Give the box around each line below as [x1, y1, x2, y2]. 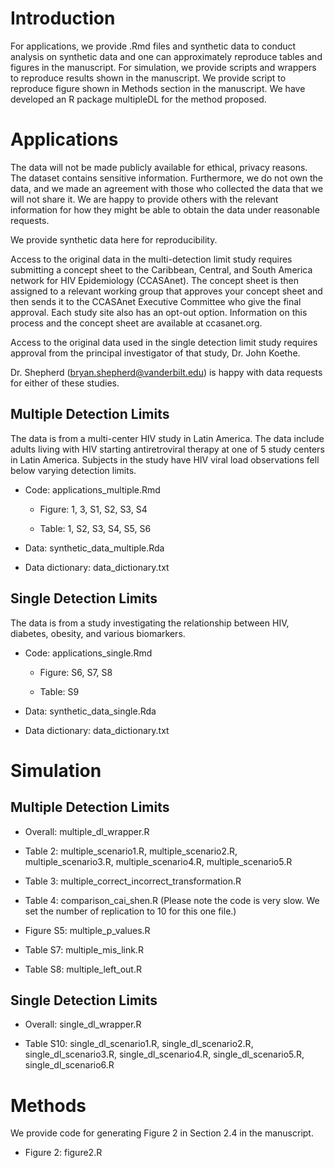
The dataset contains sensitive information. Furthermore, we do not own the [10, 172, 324, 184]
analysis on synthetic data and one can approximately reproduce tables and [10, 50, 323, 62]
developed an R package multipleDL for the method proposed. [10, 93, 267, 105]
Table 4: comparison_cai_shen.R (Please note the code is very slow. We [24, 894, 320, 906]
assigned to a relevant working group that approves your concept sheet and [10, 285, 323, 297]
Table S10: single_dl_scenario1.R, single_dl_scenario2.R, [24, 1038, 254, 1050]
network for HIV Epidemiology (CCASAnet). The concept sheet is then [10, 274, 299, 286]
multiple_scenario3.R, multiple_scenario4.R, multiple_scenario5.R [24, 855, 293, 867]
